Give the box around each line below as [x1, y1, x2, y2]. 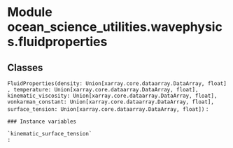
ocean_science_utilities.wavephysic [7, 19, 223, 35]
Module [7, 4, 52, 20]
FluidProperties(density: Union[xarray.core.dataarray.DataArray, [7, 80, 205, 87]
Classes [7, 61, 43, 73]
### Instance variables [7, 118, 77, 125]
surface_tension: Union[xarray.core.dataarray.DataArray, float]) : [7, 105, 209, 112]
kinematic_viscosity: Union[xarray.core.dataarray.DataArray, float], [7, 92, 218, 99]
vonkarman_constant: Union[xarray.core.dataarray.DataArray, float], [7, 98, 215, 105]
